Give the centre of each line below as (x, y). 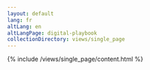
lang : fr (20, 20)
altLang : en (24, 26)
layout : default (30, 14)
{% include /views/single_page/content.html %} (75, 59)
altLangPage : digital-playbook (52, 33)
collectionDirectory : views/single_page (66, 40)
